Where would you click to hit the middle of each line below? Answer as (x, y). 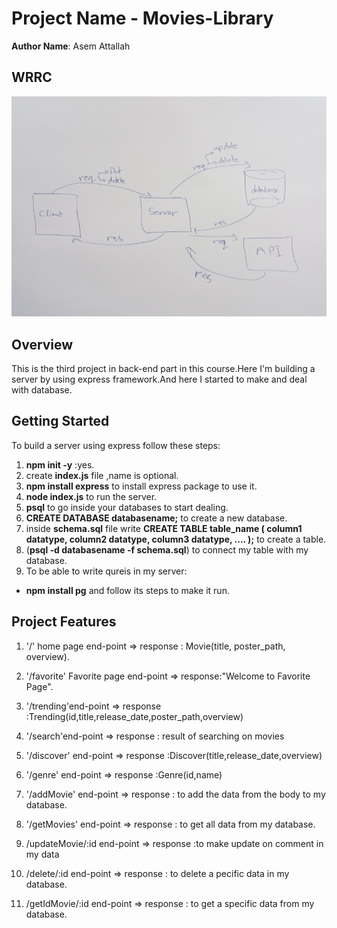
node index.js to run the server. (91, 496)
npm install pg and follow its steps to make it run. (127, 590)
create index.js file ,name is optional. (102, 475)
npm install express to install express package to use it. (141, 486)
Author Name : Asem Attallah (71, 46)
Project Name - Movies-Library (142, 18)
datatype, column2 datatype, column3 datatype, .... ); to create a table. (176, 539)
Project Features (64, 622)
